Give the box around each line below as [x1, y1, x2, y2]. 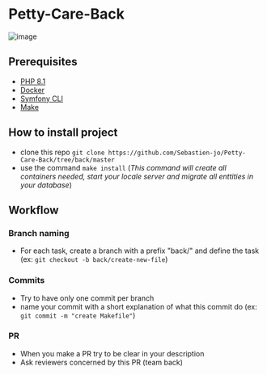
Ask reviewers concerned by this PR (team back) [19, 357, 184, 367]
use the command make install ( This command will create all [19, 162, 227, 172]
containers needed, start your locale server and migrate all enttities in [19, 171, 253, 181]
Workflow [8, 203, 59, 217]
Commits [8, 275, 45, 286]
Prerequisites [8, 55, 78, 69]
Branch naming [8, 227, 70, 238]
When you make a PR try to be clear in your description [19, 348, 205, 358]
